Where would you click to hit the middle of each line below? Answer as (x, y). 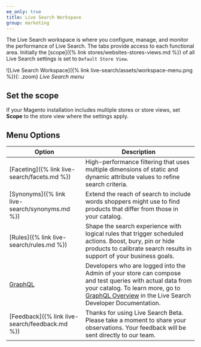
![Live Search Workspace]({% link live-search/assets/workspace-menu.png (100, 70)
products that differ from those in (132, 209)
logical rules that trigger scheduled (134, 234)
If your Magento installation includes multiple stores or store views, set (93, 110)
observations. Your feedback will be (136, 328)
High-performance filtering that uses (137, 162)
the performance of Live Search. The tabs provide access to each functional (100, 46)
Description (139, 152)
